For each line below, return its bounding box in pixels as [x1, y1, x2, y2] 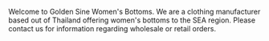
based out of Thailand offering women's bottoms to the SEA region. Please [8, 15, 255, 25]
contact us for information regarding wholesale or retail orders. [8, 24, 217, 33]
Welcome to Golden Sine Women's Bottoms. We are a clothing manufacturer [8, 7, 261, 16]
